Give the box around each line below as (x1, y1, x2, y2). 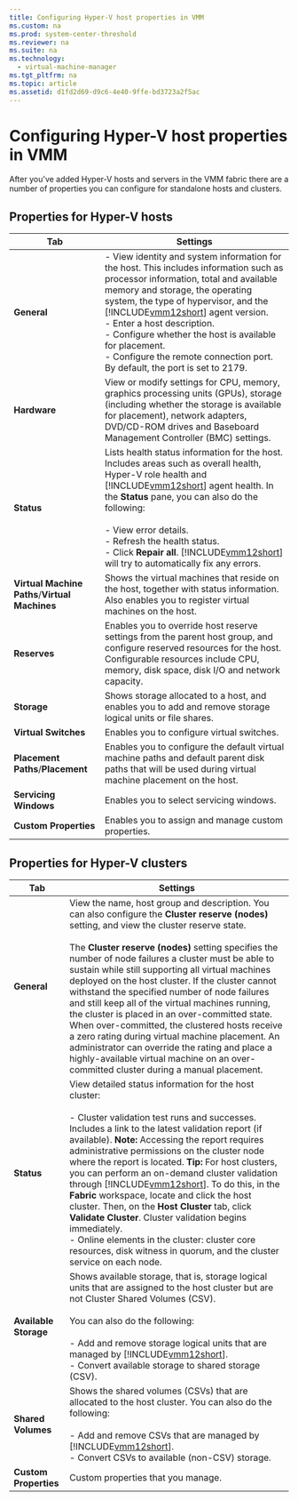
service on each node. (69, 1256, 162, 1268)
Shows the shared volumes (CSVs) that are (69, 1385, 248, 1397)
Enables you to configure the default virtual (105, 741, 285, 753)
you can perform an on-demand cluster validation (69, 1167, 278, 1179)
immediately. (69, 1223, 123, 1235)
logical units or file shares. (105, 712, 215, 725)
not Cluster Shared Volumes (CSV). (69, 1293, 216, 1305)
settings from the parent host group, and (105, 630, 273, 643)
